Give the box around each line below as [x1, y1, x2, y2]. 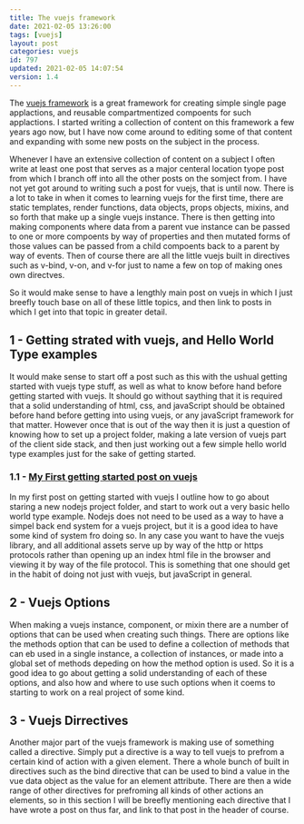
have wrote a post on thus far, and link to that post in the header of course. [9, 805, 289, 816]
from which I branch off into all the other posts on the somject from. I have [9, 173, 288, 184]
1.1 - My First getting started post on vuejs [9, 471, 198, 483]
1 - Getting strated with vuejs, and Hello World [9, 333, 275, 348]
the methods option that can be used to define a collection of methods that [9, 638, 290, 650]
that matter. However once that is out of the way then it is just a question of [9, 419, 290, 430]
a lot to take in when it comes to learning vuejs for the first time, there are [9, 192, 284, 203]
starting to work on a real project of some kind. [9, 687, 185, 698]
